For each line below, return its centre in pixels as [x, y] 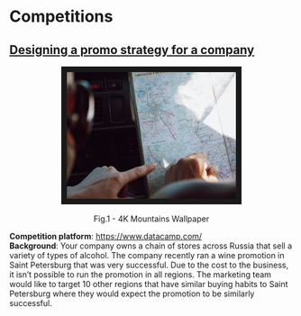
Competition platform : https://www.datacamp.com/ [106, 236]
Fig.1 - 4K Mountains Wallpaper [151, 219]
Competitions [61, 17]
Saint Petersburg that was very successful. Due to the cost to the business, [149, 265]
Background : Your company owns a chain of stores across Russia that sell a [151, 246]
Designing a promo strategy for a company [132, 50]
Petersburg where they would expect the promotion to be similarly [132, 293]
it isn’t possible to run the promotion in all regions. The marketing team [141, 275]
